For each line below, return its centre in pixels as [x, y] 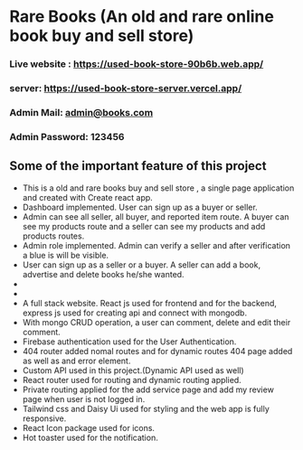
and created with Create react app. [88, 197]
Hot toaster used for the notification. [90, 437]
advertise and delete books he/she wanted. [103, 274]
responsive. [44, 418]
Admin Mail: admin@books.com [81, 112]
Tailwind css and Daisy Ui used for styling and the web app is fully [146, 408]
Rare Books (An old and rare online [142, 17]
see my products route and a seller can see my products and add [144, 226]
